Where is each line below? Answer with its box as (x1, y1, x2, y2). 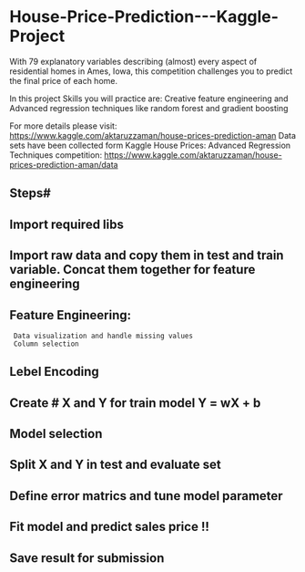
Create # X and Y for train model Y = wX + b (9, 395, 261, 411)
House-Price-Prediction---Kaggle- (9, 6, 280, 27)
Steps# (9, 185, 52, 202)
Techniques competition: (9, 149, 103, 161)
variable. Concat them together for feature (9, 262, 256, 277)
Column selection (13, 339, 79, 348)
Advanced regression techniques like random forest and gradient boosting (9, 102, 289, 113)
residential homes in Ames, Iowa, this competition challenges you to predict (9, 66, 293, 77)
